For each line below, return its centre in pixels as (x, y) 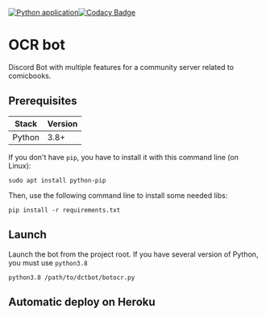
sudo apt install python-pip (57, 180)
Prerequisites (43, 101)
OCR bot (37, 45)
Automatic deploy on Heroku (82, 302)
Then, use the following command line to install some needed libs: (118, 195)
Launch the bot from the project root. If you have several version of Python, (133, 254)
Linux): (20, 166)
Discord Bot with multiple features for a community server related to (121, 67)
